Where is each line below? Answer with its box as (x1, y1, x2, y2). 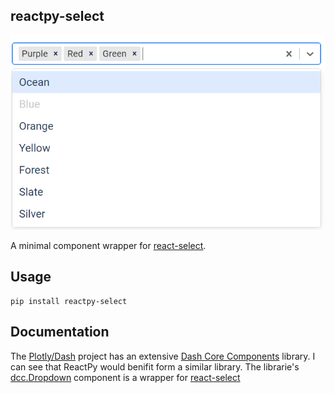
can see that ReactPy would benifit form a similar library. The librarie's (10, 360, 300, 373)
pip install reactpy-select (10, 296, 128, 306)
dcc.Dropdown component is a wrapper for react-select (10, 371, 241, 383)
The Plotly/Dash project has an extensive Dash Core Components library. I (10, 350, 316, 362)
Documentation (10, 324, 110, 341)
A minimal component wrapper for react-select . (10, 239, 207, 251)
